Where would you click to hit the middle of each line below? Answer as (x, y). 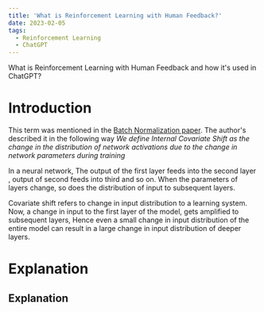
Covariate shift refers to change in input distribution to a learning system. (128, 203)
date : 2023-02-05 (37, 23)
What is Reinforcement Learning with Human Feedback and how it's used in (132, 67)
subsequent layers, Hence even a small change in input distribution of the (129, 220)
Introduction (50, 108)
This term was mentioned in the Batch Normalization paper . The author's (127, 130)
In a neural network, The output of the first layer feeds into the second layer (132, 171)
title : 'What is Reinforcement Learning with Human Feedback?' (115, 15)
